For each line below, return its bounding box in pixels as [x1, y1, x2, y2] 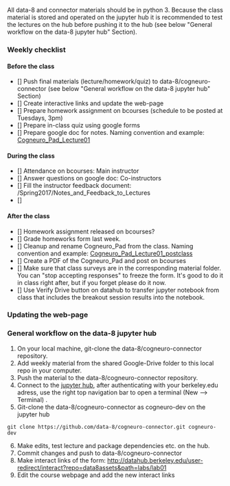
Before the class [7, 62, 55, 70]
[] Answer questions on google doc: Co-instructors [16, 174, 161, 182]
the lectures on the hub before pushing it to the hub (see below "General [7, 21, 213, 28]
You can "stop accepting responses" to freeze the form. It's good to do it [16, 271, 224, 279]
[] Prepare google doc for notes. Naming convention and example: [16, 129, 205, 137]
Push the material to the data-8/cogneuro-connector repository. [16, 373, 198, 381]
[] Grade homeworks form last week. [16, 234, 122, 243]
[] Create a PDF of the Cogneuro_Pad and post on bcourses [16, 256, 187, 264]
